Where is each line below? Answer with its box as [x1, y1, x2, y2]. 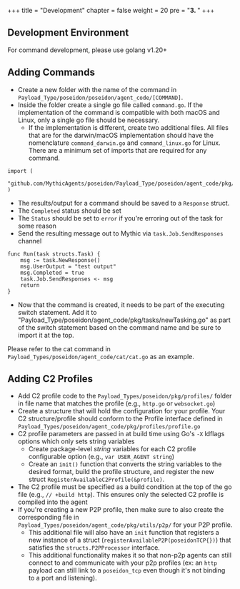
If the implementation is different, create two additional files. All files [28, 123, 229, 131]
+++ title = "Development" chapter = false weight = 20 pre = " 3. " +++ [7, 6, 215, 14]
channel [17, 236, 42, 245]
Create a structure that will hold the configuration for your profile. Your [17, 407, 226, 416]
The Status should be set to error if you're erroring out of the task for [17, 213, 224, 222]
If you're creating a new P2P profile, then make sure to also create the [17, 505, 224, 514]
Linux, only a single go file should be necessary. [17, 116, 160, 124]
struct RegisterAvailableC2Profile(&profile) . [28, 475, 165, 484]
